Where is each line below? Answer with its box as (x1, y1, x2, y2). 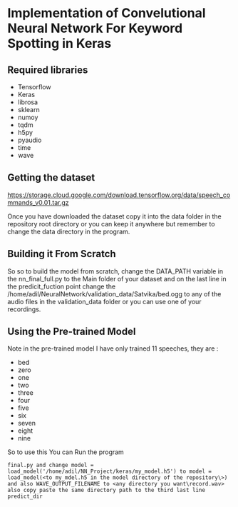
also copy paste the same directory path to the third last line (7, 487, 205, 494)
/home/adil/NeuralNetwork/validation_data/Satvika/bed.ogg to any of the (7, 289, 222, 298)
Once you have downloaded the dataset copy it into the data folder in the (7, 212, 222, 221)
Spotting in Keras (7, 36, 112, 51)
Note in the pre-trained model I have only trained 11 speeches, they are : (7, 344, 219, 353)
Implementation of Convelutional (7, 5, 206, 21)
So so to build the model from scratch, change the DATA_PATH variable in (7, 266, 223, 276)
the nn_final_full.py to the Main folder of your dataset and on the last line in (7, 274, 227, 283)
